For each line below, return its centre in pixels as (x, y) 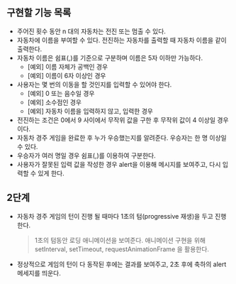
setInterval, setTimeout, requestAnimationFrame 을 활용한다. (122, 249)
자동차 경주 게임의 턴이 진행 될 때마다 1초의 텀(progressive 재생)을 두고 (115, 216)
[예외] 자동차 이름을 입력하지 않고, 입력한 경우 (90, 111)
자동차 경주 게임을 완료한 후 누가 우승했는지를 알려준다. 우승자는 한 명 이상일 (122, 138)
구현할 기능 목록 (39, 13)
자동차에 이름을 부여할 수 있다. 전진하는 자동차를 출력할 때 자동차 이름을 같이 (122, 40)
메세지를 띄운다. (39, 273)
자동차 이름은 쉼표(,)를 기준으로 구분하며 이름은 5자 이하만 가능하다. (110, 58)
